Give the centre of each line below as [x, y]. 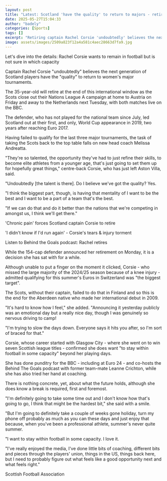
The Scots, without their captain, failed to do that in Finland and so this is [80, 292]
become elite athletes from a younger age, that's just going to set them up [81, 163]
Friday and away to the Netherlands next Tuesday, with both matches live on [83, 102]
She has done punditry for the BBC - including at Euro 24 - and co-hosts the [83, 363]
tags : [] [14, 33]
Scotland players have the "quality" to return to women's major [70, 77]
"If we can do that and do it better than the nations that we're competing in [82, 208]
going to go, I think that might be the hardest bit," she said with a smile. [78, 403]
